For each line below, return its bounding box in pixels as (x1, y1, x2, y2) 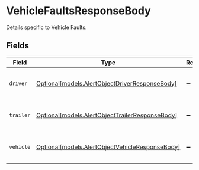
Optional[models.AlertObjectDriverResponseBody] (36, 79, 177, 87)
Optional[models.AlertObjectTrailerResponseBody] (36, 111, 178, 119)
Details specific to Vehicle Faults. (6, 24, 87, 31)
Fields (6, 41, 30, 51)
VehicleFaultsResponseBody (6, 4, 151, 18)
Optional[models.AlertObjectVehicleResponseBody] (36, 143, 181, 151)
